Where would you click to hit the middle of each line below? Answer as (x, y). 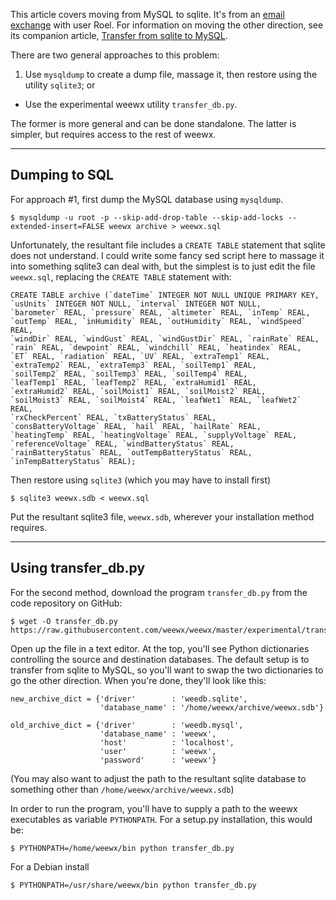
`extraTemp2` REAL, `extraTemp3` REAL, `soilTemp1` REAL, (133, 365)
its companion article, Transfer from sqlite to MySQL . (119, 35)
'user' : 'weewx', (158, 751)
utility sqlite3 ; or (60, 85)
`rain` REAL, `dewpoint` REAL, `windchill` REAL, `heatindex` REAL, (156, 347)
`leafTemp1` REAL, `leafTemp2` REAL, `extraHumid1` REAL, (133, 382)
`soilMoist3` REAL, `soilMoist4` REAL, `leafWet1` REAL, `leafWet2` (156, 400)
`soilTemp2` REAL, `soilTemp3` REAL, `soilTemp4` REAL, (129, 374)
